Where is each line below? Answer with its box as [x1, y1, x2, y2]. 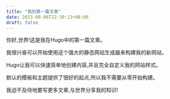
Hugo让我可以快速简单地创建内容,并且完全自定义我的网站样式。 [6, 61, 161, 68]
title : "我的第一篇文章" [6, 8, 61, 15]
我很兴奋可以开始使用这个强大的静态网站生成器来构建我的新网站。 [6, 49, 167, 56]
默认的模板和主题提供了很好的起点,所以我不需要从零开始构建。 [6, 74, 159, 81]
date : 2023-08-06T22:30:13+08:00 [6, 14, 89, 20]
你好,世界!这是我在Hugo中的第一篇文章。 [6, 37, 105, 44]
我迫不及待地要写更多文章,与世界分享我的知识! [6, 87, 118, 94]
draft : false [6, 19, 39, 25]
